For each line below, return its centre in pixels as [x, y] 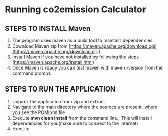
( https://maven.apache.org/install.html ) [53, 62]
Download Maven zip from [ [41, 46]
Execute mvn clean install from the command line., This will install [82, 118]
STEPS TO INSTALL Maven [48, 28]
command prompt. [32, 73]
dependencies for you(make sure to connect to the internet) [75, 123]
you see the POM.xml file [39, 112]
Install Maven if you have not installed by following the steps [76, 57]
